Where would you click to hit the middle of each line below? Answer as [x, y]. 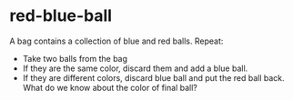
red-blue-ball [61, 16]
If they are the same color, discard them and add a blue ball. [135, 68]
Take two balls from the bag [75, 58]
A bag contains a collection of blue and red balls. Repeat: [116, 41]
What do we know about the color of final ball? [110, 87]
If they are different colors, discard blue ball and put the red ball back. [153, 77]
